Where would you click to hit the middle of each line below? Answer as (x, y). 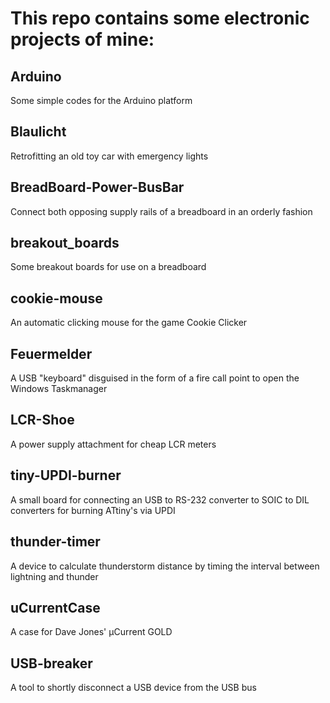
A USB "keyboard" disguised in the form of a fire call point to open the (155, 378)
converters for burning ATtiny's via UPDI (93, 510)
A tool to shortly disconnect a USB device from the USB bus (133, 688)
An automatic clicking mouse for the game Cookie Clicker (129, 323)
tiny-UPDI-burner (66, 475)
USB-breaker (51, 663)
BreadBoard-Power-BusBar (97, 187)
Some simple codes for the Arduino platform (101, 100)
